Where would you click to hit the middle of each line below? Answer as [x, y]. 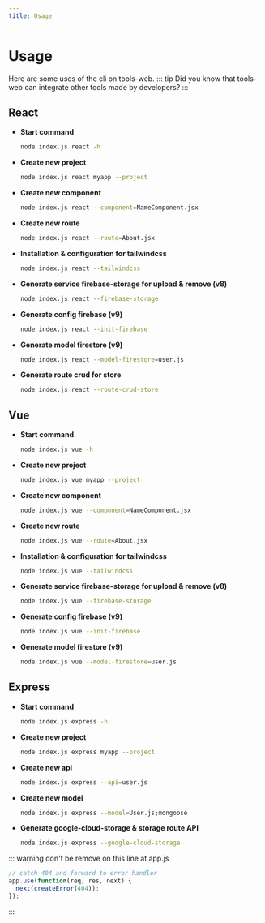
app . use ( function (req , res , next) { [70, 881]
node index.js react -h [60, 147]
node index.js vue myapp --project [80, 479]
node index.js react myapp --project [84, 178]
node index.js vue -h [56, 450]
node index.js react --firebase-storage [89, 298]
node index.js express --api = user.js [84, 782]
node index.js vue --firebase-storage [85, 601]
